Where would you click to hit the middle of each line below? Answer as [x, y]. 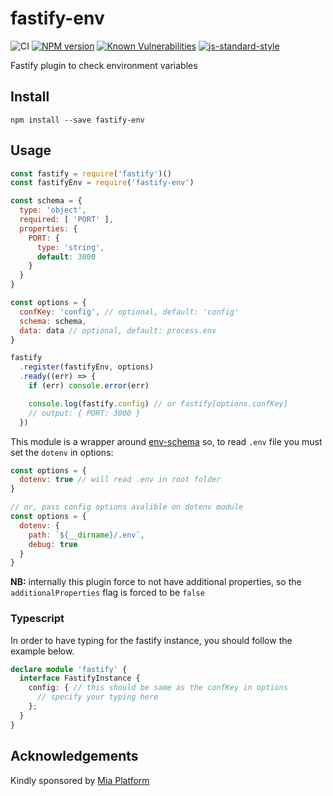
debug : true [53, 544]
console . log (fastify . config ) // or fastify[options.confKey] [158, 403]
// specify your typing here [97, 697]
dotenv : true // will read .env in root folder [120, 480]
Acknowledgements [74, 756]
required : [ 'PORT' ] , [66, 220]
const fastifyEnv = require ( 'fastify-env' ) [102, 183]
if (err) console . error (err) [89, 386]
